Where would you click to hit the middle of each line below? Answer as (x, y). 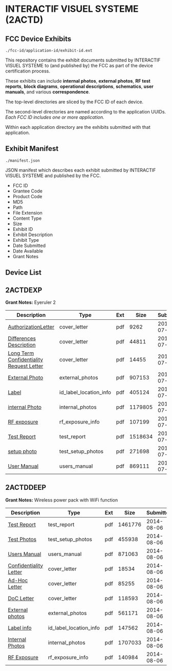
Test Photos (22, 539)
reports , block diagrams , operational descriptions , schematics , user (79, 86)
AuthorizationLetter (31, 327)
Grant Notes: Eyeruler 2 (31, 302)
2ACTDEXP (24, 290)
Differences (22, 338)
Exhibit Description (33, 235)
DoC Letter (21, 598)
